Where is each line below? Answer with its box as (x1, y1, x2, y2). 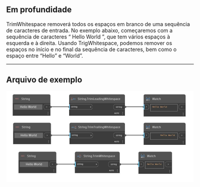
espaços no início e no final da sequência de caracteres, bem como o (6, 46, 177, 53)
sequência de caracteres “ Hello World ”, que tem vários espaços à (6, 33, 170, 40)
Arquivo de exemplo (6, 75, 82, 85)
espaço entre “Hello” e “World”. (6, 52, 83, 59)
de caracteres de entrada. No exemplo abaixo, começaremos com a (6, 27, 173, 34)
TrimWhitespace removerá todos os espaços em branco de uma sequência (6, 20, 190, 27)
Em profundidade (6, 5, 72, 15)
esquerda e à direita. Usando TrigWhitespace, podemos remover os (6, 39, 173, 46)
